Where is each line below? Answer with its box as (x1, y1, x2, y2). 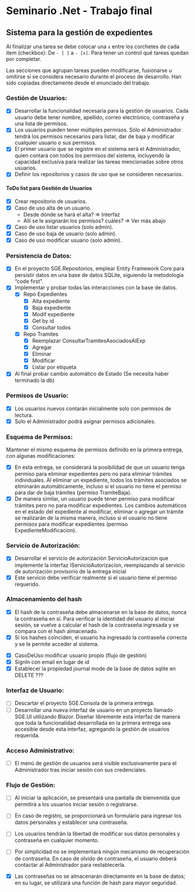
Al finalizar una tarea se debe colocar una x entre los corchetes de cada (6, 43, 180, 50)
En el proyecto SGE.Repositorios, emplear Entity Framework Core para (14, 265, 184, 272)
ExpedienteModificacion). (14, 527, 77, 534)
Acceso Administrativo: (6, 746, 75, 755)
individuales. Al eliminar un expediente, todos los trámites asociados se (14, 477, 187, 484)
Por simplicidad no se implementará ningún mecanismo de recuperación (14, 848, 190, 855)
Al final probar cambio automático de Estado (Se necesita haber (14, 370, 169, 377)
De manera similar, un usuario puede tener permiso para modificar (14, 495, 175, 502)
